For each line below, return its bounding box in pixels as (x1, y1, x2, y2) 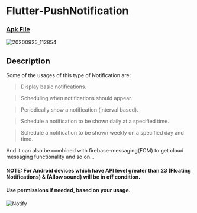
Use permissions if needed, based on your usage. (6, 187, 131, 194)
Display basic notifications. (20, 83, 87, 90)
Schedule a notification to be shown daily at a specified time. (20, 117, 170, 125)
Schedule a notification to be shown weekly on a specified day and (20, 129, 185, 136)
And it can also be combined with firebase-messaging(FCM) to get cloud (6, 147, 184, 154)
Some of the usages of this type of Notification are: (6, 72, 131, 79)
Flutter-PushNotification (6, 4, 129, 18)
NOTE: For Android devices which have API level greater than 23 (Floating (6, 167, 191, 174)
